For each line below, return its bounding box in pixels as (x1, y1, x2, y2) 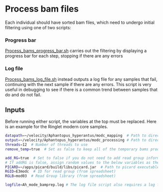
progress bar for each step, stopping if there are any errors (5, 53, 123, 59)
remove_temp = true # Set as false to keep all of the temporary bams (5, 147, 149, 152)
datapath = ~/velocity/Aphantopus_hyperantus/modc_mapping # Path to (5, 133, 147, 138)
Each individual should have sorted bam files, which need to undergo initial (5, 19, 155, 25)
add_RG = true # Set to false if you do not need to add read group (5, 156, 145, 160)
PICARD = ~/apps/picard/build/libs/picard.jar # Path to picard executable (5, 164, 160, 170)
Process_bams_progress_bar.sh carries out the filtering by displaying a (5, 48, 147, 54)
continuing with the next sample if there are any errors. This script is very (5, 81, 152, 87)
